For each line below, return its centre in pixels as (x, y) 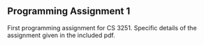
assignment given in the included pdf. (61, 35)
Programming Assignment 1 (69, 11)
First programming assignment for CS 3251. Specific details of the (102, 27)
